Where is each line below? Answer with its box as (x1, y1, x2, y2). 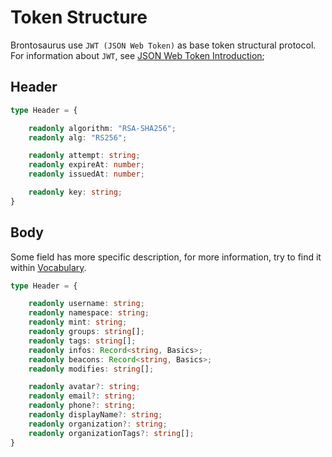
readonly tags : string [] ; (28, 336, 137, 346)
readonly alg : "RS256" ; (28, 132, 128, 143)
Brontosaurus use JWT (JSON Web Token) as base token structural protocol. (10, 39, 317, 51)
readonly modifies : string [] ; (28, 364, 155, 374)
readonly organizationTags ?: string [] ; (28, 428, 195, 438)
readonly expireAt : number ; (28, 160, 145, 170)
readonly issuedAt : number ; (28, 169, 145, 180)
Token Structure (10, 6, 148, 29)
